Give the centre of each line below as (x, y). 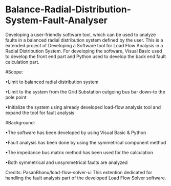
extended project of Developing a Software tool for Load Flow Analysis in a (84, 45)
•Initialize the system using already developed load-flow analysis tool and (83, 107)
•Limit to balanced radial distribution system (52, 82)
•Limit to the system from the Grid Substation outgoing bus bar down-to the (85, 91)
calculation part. (23, 62)
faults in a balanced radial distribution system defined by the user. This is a (84, 40)
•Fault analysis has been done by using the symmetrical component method (86, 142)
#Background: (20, 122)
